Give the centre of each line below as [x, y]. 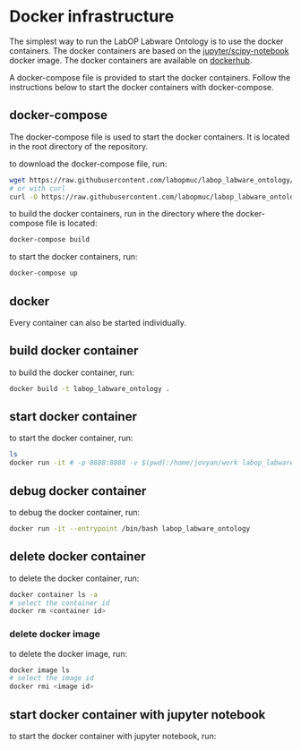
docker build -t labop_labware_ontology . [90, 388]
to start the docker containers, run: [73, 257]
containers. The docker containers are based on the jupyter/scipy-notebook [149, 50]
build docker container [74, 351]
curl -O [24, 197]
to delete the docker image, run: [69, 653]
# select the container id [60, 603]
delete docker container [77, 557]
